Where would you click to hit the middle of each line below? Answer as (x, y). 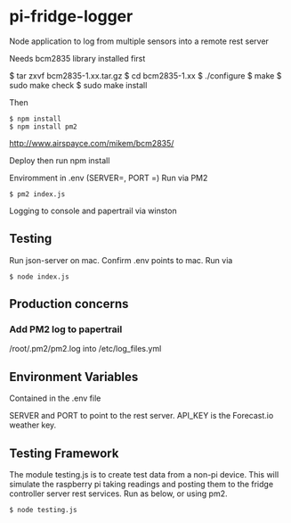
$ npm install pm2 (43, 127)
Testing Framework (64, 453)
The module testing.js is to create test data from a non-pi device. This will (144, 475)
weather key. (33, 425)
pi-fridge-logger (71, 17)
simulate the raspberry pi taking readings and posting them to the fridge (141, 485)
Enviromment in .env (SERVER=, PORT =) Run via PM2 (109, 178)
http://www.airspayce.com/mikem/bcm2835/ (92, 143)
